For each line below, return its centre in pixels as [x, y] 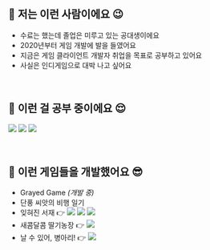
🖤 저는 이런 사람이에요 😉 [66, 14]
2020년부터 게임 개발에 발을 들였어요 [78, 45]
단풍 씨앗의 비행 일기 [52, 203]
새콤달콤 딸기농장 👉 [52, 225]
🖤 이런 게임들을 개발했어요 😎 [76, 172]
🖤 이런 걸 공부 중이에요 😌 [67, 109]
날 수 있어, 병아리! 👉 [53, 238]
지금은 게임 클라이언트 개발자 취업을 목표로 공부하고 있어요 [111, 55]
